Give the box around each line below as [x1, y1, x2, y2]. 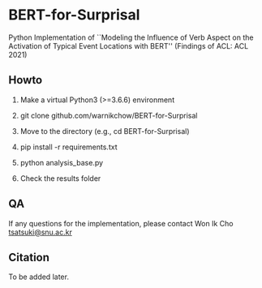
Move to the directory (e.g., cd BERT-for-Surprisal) [19, 126, 190, 135]
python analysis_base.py [19, 157, 104, 167]
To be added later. [8, 272, 69, 282]
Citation [8, 250, 50, 264]
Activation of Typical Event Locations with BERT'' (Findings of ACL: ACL [8, 41, 249, 50]
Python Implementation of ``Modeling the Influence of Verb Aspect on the [8, 32, 254, 42]
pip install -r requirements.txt [19, 142, 118, 152]
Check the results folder [19, 173, 101, 183]
